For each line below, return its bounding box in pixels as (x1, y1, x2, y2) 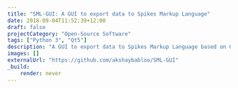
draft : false (7, 23, 46, 31)
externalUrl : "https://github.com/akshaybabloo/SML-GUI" (7, 57, 179, 64)
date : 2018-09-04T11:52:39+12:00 (7, 17, 106, 24)
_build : (7, 63, 30, 70)
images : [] (7, 50, 40, 57)
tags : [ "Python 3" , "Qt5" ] (7, 37, 87, 44)
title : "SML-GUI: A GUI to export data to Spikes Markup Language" (7, 10, 211, 18)
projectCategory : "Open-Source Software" (7, 30, 132, 38)
